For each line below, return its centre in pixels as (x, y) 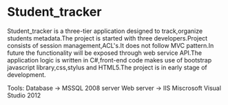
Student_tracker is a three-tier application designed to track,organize (105, 31)
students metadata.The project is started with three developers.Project (107, 38)
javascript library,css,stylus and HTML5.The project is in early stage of (107, 67)
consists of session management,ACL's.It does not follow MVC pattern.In (111, 45)
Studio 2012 (24, 95)
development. (27, 74)
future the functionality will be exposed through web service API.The (104, 53)
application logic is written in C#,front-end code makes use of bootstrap (110, 60)
